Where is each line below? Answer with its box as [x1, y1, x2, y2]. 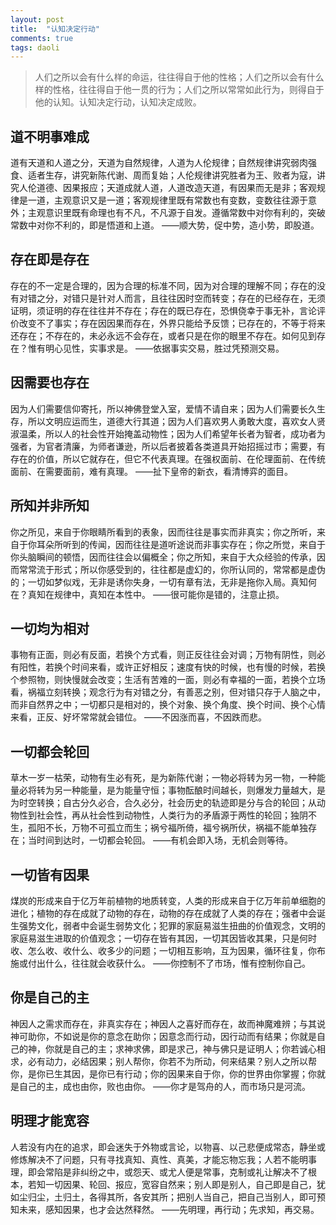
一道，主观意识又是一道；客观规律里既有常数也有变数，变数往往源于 [27, 194, 308, 206]
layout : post [10, 14, 65, 25]
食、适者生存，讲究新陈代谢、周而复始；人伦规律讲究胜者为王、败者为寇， [10, 169, 317, 181]
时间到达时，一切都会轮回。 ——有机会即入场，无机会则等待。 [36, 834, 293, 846]
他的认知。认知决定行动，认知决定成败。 [34, 96, 202, 108]
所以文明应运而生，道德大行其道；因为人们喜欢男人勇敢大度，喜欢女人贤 [27, 415, 326, 427]
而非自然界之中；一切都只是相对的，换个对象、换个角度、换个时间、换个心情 [10, 699, 326, 711]
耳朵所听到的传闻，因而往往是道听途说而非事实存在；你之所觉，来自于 [36, 538, 326, 550]
